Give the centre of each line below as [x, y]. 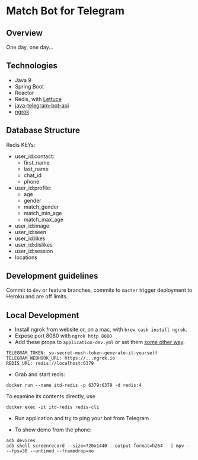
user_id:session [34, 251]
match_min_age [43, 213]
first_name [36, 162]
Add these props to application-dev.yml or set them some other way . [100, 342]
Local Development [43, 315]
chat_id [33, 175]
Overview [25, 33]
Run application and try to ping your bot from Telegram [82, 418]
